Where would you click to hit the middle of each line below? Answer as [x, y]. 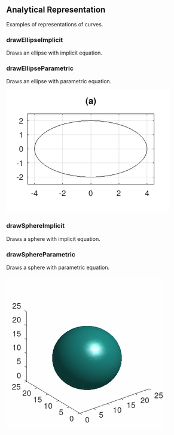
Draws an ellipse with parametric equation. [59, 81]
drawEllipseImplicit [35, 40]
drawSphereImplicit [35, 226]
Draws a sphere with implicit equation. [53, 238]
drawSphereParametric [41, 254]
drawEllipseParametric [40, 68]
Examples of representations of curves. [55, 24]
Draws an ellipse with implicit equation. [54, 53]
